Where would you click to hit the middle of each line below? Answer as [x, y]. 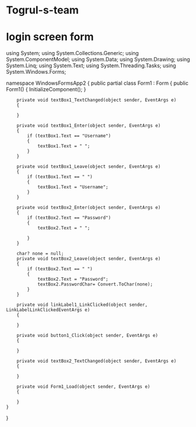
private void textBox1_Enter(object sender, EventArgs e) [89, 126]
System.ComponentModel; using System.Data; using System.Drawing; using [98, 60]
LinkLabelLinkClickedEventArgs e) [48, 310]
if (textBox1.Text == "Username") [69, 136]
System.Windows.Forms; [36, 72]
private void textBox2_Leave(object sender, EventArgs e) [89, 259]
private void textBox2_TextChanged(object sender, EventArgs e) [97, 361]
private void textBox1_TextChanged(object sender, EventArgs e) [97, 100]
